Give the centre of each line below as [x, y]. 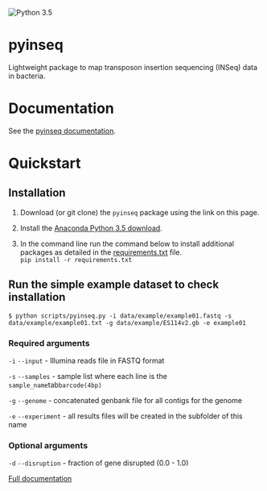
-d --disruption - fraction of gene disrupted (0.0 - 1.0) [99, 463]
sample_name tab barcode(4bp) [55, 385]
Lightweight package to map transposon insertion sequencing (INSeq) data [133, 67]
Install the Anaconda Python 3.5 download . [91, 228]
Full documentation [40, 479]
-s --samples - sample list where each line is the [88, 376]
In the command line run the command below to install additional [127, 243]
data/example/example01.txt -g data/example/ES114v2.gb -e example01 [127, 322]
